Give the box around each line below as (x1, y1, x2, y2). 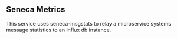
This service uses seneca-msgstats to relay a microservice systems (6, 20, 171, 27)
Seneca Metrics (6, 5, 65, 15)
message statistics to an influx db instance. (6, 26, 112, 33)
